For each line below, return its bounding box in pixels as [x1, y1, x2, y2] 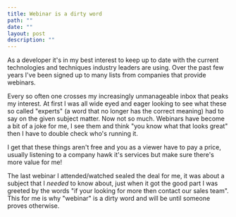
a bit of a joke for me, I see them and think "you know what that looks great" [7, 122, 228, 130]
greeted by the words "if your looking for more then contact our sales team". [7, 187, 229, 195]
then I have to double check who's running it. [7, 130, 139, 138]
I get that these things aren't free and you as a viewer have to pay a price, [7, 143, 222, 151]
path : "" [7, 17, 33, 24]
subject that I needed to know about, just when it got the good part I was [7, 179, 218, 187]
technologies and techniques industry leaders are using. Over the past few [7, 63, 224, 72]
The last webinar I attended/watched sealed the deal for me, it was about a [7, 172, 225, 180]
